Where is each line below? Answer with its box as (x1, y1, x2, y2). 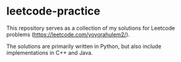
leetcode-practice (6, 4, 101, 18)
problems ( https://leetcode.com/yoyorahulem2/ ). (6, 30, 130, 38)
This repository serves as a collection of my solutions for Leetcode (6, 24, 175, 32)
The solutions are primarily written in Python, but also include (6, 43, 161, 50)
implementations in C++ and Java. (6, 49, 93, 56)
